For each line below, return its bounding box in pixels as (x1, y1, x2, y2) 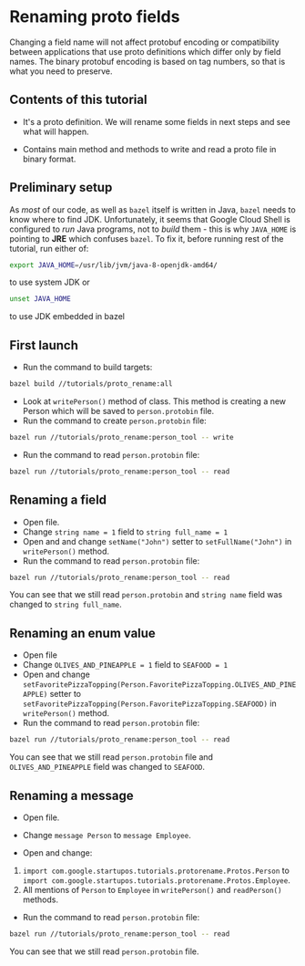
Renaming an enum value (9, 625, 157, 640)
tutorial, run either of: (9, 243, 89, 254)
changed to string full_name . (9, 599, 123, 610)
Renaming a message (9, 787, 134, 804)
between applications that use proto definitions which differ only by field (9, 46, 281, 57)
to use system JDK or (9, 276, 91, 288)
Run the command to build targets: (22, 362, 153, 373)
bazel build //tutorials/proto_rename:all (9, 379, 173, 389)
